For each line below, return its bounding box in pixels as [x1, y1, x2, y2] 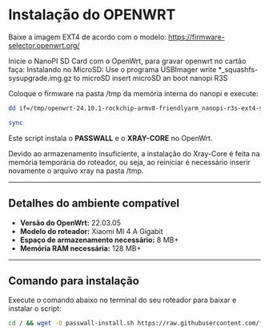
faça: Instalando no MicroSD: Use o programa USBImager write [8, 64, 217, 74]
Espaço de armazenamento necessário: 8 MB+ [19, 235, 179, 244]
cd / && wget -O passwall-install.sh [8, 319, 134, 328]
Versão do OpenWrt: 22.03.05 [19, 218, 122, 228]
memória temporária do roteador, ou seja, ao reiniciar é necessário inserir [8, 157, 251, 167]
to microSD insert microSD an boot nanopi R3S [73, 73, 228, 83]
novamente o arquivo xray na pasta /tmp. [8, 166, 144, 176]
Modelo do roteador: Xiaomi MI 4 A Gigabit [19, 226, 163, 236]
